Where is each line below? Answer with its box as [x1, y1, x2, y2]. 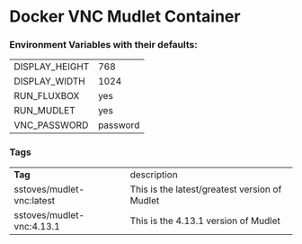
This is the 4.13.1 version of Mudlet [129, 214, 281, 227]
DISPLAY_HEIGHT [13, 60, 90, 73]
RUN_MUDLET [13, 104, 75, 117]
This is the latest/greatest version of [129, 183, 282, 195]
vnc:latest [13, 194, 56, 206]
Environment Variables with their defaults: [9, 39, 198, 51]
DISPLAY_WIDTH [13, 75, 85, 87]
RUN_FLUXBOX [13, 90, 80, 103]
